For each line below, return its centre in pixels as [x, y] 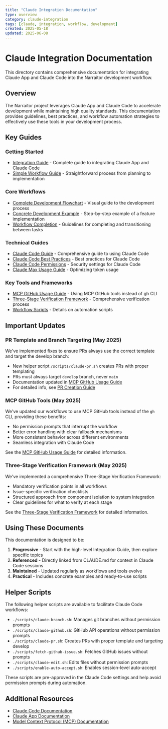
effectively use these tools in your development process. [64, 121]
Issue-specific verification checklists [50, 491]
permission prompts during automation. [46, 683]
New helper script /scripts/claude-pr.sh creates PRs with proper [80, 366]
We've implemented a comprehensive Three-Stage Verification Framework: [83, 476]
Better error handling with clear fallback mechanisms [67, 432]
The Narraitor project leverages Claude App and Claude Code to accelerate [83, 105]
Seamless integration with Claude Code [53, 443]
